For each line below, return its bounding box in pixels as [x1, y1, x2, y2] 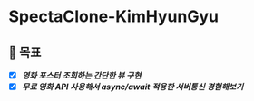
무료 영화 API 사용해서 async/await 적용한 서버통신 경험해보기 [21, 81, 244, 92]
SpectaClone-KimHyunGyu [8, 6, 220, 27]
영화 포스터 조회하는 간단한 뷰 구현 [21, 70, 142, 80]
